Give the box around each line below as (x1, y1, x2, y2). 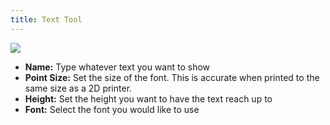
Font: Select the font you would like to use (24, 103, 200, 115)
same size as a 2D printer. (24, 82, 133, 94)
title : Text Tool (10, 14, 83, 25)
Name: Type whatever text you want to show (24, 61, 211, 73)
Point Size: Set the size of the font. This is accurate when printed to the (24, 71, 320, 83)
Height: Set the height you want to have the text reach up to (24, 92, 273, 105)
